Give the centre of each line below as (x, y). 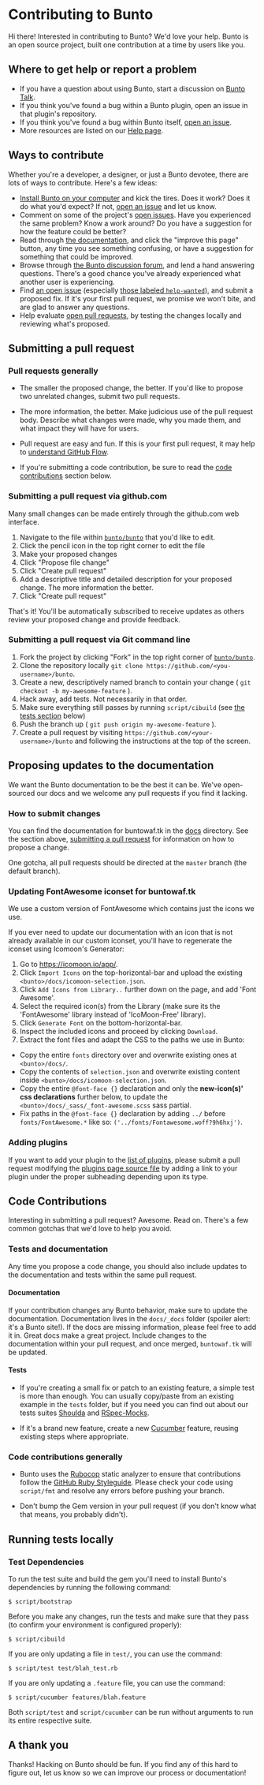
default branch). (34, 871)
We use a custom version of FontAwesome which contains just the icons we (131, 909)
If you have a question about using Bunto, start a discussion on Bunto (132, 88)
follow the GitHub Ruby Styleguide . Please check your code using (126, 1483)
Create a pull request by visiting (71, 732)
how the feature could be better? (73, 231)
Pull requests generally (53, 371)
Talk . (27, 97)
